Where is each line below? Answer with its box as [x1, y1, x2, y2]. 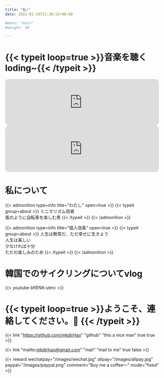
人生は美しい [5, 237, 31, 243]
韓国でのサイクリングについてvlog [5, 268, 143, 279]
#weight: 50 [5, 25, 29, 30]
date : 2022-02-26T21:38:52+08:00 [5, 12, 73, 17]
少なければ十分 [5, 243, 35, 249]
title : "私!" [5, 7, 31, 12]
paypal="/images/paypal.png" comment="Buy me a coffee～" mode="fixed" [5, 362, 159, 368]
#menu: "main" [5, 21, 34, 25]
